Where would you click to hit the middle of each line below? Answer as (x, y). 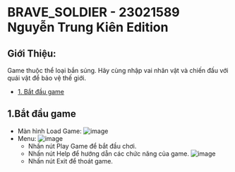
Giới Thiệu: (32, 53)
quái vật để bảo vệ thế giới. (47, 78)
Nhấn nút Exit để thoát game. (70, 161)
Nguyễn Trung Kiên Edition (88, 27)
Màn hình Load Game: (50, 131)
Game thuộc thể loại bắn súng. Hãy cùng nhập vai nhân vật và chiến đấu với (118, 70)
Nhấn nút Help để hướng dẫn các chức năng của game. (108, 154)
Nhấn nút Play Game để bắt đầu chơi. (82, 146)
